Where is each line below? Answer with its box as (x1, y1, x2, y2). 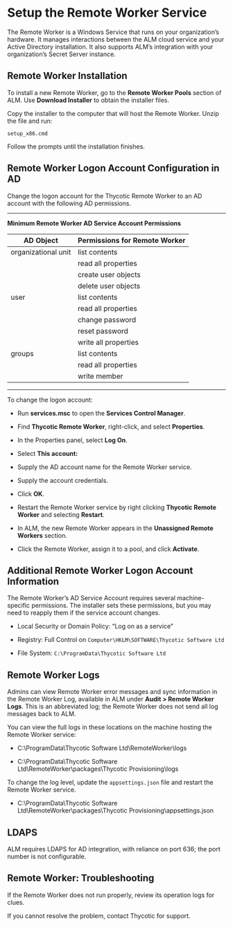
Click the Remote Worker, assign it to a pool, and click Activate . (17, 545, 200, 553)
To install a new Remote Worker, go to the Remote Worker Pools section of (7, 88, 222, 96)
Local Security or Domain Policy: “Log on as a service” (17, 622, 173, 631)
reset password (77, 326, 128, 336)
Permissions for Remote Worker (77, 235, 186, 245)
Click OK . (17, 489, 45, 497)
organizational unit (10, 247, 71, 257)
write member (77, 371, 123, 381)
